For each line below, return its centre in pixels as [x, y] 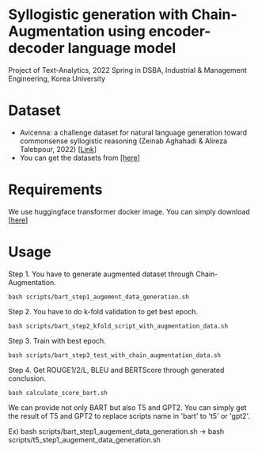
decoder [36, 48]
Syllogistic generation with [98, 15]
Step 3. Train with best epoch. [57, 340]
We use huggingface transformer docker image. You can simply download [129, 211]
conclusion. [27, 378]
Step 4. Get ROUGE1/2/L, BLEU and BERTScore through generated [116, 370]
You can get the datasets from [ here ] [80, 158]
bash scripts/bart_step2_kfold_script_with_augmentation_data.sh [118, 326]
